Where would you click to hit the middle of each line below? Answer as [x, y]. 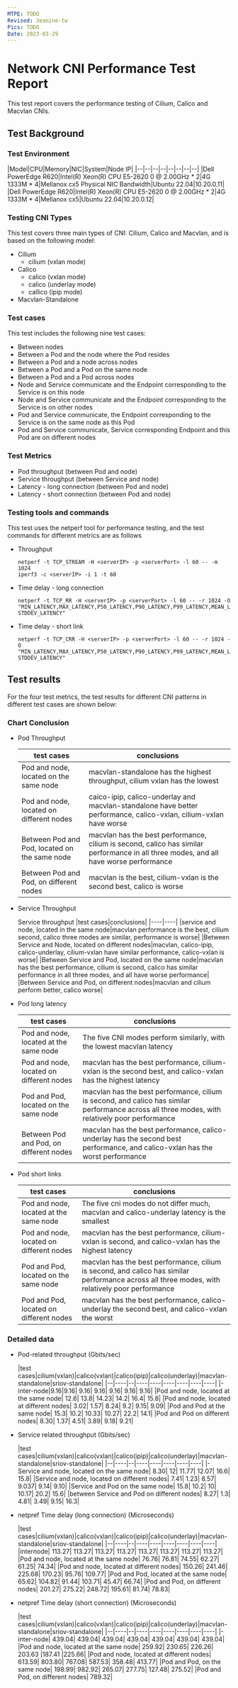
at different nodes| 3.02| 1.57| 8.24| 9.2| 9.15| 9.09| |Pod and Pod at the [121, 1406]
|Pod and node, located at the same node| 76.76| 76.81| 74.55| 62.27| [118, 1559]
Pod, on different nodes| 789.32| [65, 1677]
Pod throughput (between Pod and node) [78, 471]
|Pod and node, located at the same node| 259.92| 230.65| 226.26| [115, 1647]
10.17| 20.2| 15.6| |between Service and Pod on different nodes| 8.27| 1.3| [124, 1494]
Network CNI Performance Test [102, 69]
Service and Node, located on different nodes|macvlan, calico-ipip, [115, 945]
